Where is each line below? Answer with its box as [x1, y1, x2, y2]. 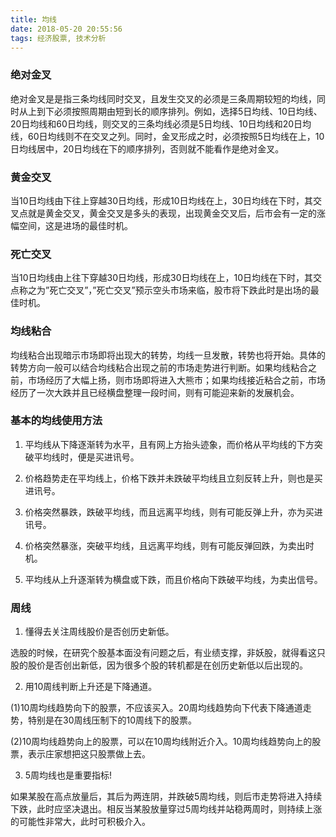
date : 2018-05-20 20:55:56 [10, 24, 123, 34]
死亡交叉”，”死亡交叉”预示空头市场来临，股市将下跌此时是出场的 [49, 284, 311, 296]
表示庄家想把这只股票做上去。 [27, 748, 151, 760]
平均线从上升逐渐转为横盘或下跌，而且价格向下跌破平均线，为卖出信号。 [24, 573, 323, 585]
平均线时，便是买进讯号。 [33, 451, 140, 463]
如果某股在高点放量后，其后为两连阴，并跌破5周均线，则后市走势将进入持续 [10, 791, 323, 803]
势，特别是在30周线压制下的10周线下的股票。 [10, 714, 198, 726]
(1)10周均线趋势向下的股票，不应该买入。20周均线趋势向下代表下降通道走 [10, 702, 312, 714]
